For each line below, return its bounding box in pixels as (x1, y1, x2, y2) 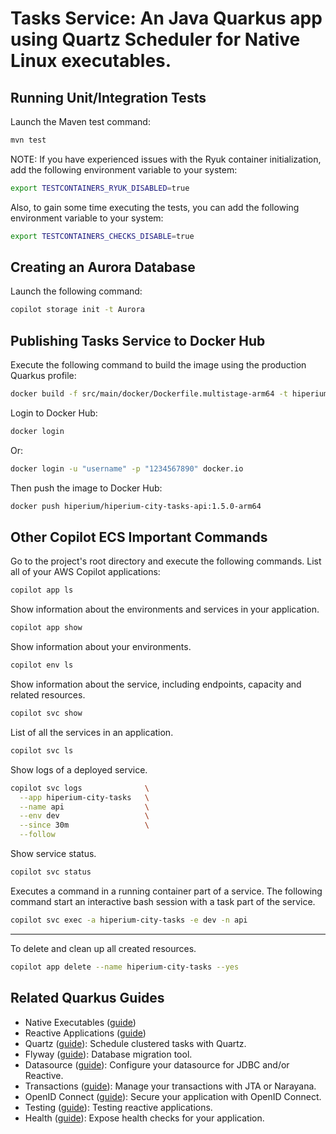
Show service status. (10, 848, 97, 860)
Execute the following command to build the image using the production (10, 359, 307, 371)
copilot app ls (10, 585, 74, 596)
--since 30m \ (19, 820, 150, 831)
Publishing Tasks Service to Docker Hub (10, 332, 266, 349)
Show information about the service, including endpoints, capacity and (10, 678, 302, 691)
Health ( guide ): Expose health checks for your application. (24, 1112, 265, 1124)
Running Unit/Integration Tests (10, 89, 207, 106)
